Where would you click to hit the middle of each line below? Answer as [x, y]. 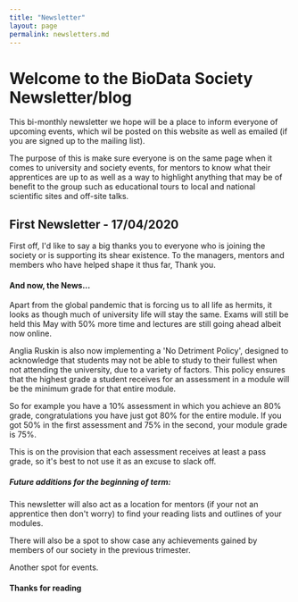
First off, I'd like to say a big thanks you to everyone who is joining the [137, 246]
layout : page [33, 26]
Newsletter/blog [70, 97]
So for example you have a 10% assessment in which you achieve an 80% [145, 406]
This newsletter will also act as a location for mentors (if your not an [134, 505]
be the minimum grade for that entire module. [93, 389]
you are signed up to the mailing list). [77, 141]
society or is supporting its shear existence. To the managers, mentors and [147, 255]
